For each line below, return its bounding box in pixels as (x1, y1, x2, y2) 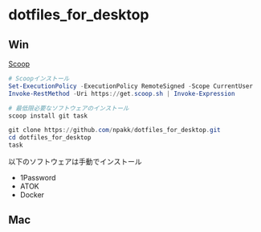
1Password (19, 173, 56, 182)
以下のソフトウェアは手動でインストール (8, 157, 142, 166)
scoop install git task (8, 111, 88, 120)
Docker (19, 190, 45, 199)
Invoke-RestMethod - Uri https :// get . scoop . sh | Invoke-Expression (8, 89, 235, 97)
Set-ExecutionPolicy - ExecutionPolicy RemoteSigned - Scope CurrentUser (8, 82, 253, 90)
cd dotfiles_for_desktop (8, 134, 92, 142)
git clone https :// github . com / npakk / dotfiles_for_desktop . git (8, 126, 221, 135)
